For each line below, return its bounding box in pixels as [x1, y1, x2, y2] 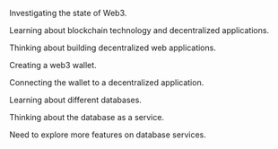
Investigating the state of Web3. [9, 8, 127, 18]
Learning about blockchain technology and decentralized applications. [9, 25, 270, 35]
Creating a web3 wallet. [9, 60, 97, 70]
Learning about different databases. [9, 94, 142, 105]
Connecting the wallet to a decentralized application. [9, 77, 204, 88]
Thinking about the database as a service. [9, 112, 164, 122]
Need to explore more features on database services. [9, 129, 206, 140]
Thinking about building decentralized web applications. [9, 42, 217, 53]
